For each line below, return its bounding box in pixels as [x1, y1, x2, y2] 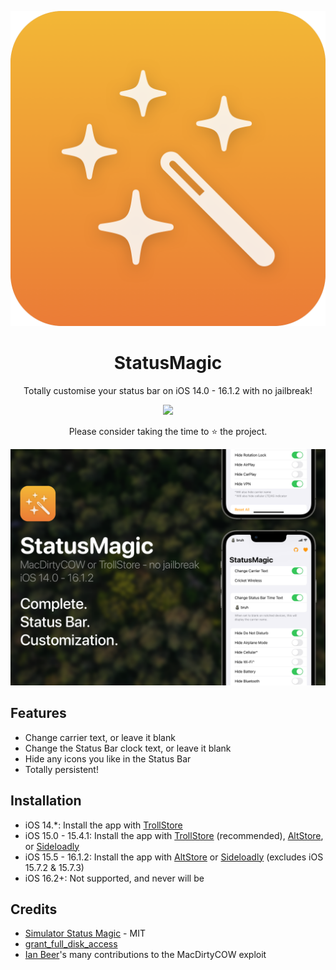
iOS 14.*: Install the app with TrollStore [24, 819, 183, 831]
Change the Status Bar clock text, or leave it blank [24, 742, 232, 754]
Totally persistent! [24, 763, 99, 775]
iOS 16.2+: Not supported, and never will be [24, 872, 205, 884]
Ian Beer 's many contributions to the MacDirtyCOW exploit [24, 949, 267, 961]
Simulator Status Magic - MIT [24, 927, 146, 940]
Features [10, 705, 67, 722]
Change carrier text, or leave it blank [24, 731, 176, 743]
